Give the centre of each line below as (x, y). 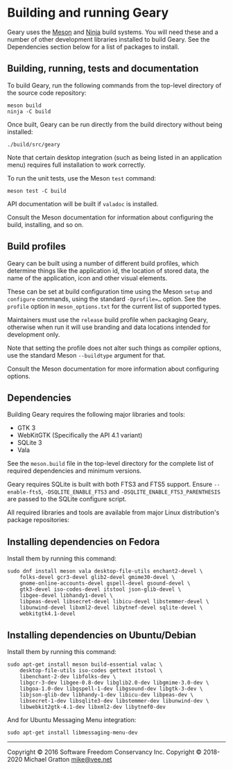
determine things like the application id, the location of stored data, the (108, 270)
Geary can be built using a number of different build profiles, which (103, 263)
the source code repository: (47, 92)
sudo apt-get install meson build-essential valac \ (85, 664)
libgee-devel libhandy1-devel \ (66, 596)
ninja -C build (29, 111)
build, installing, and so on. (45, 224)
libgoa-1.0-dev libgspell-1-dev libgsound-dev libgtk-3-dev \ (111, 689)
